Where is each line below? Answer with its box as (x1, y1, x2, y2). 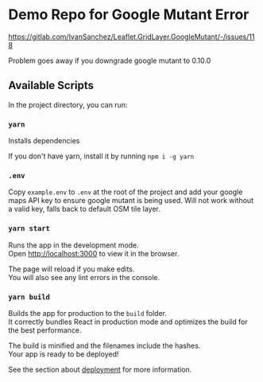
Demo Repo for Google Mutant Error (8, 6, 249, 24)
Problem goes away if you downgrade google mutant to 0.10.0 (8, 56, 211, 65)
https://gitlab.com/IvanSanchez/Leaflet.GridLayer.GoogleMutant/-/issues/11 (8, 32, 255, 41)
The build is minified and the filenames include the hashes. (8, 341, 201, 350)
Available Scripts (8, 79, 94, 92)
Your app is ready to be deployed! (8, 349, 119, 359)
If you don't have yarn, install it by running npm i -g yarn (8, 151, 195, 161)
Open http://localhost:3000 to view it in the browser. (8, 248, 180, 258)
